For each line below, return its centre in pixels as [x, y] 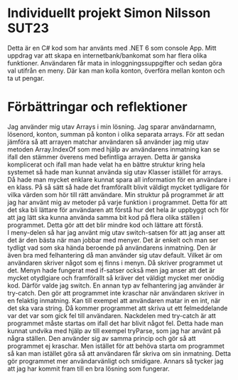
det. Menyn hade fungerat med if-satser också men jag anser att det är [111, 270]
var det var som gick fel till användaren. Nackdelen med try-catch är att [112, 315]
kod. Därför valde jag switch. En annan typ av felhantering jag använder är [116, 285]
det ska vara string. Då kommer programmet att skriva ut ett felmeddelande [118, 308]
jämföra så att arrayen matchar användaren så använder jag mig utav [108, 142]
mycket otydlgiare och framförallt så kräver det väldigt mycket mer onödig [116, 278]
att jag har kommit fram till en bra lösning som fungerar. [89, 369]
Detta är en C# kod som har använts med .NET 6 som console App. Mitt [112, 48]
